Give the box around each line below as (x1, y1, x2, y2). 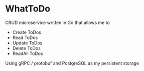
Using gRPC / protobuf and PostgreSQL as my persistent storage (5, 60, 139, 66)
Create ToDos (12, 29, 41, 35)
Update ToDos (12, 39, 43, 45)
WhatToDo (5, 3, 51, 14)
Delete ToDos (12, 45, 41, 51)
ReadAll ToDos (12, 50, 43, 56)
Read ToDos (12, 34, 38, 40)
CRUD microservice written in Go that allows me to (5, 19, 110, 25)
